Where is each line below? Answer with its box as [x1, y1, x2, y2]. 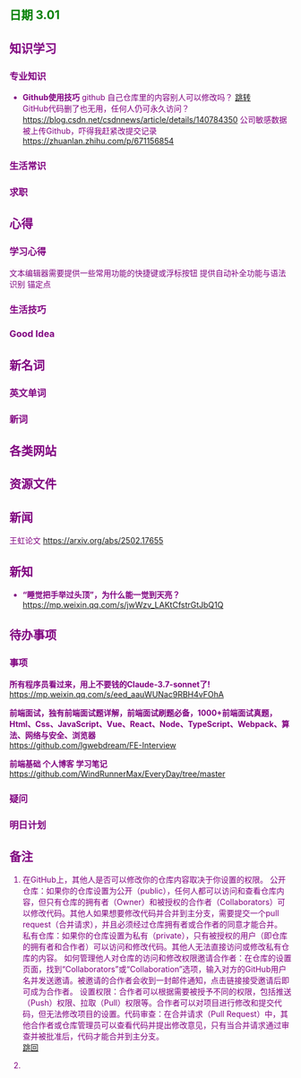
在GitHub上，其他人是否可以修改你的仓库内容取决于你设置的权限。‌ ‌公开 [21, 875, 287, 885]
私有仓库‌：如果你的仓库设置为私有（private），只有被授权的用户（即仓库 [21, 930, 288, 941]
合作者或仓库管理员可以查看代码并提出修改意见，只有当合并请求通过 [30, 1020, 282, 1031]
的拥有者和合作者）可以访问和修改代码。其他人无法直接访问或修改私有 [21, 942, 282, 953]
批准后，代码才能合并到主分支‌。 [46, 1031, 164, 1042]
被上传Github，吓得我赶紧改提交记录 [21, 125, 158, 136]
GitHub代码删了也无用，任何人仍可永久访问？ [21, 103, 190, 114]
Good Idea [9, 328, 56, 340]
